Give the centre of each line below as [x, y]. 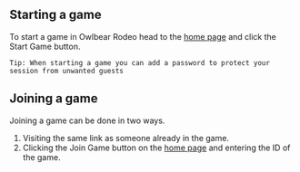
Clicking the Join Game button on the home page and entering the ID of [156, 148]
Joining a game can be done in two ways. [87, 120]
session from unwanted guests [67, 71]
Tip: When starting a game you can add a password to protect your [140, 62]
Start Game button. [45, 46]
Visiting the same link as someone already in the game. [126, 138]
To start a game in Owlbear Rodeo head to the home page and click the [143, 36]
